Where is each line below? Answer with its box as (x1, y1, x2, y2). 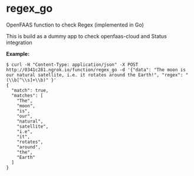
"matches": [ (11, 92, 44, 98)
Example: (6, 50, 30, 57)
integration (6, 39, 32, 46)
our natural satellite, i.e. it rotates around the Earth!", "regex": (6, 72, 183, 78)
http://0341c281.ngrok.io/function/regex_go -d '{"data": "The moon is (6, 67, 186, 72)
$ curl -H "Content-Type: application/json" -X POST (6, 61, 139, 68)
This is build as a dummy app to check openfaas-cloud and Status (6, 32, 167, 39)
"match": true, (11, 87, 49, 93)
